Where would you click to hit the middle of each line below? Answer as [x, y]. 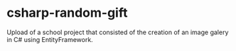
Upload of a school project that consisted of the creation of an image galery [118, 32]
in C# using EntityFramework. [50, 39]
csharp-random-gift [67, 13]
